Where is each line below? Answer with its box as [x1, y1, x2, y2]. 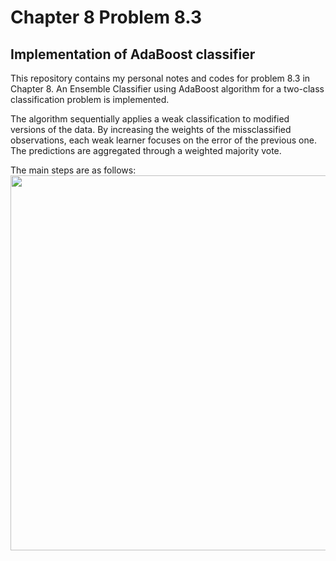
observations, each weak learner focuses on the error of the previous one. [10, 134, 317, 146]
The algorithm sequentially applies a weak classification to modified [10, 113, 290, 125]
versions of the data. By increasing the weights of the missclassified [10, 124, 292, 135]
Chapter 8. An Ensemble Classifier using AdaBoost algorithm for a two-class [10, 83, 325, 95]
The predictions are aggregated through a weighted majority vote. [10, 145, 282, 156]
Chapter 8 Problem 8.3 [10, 6, 203, 29]
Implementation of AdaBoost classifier [10, 46, 256, 63]
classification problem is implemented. [10, 94, 170, 105]
